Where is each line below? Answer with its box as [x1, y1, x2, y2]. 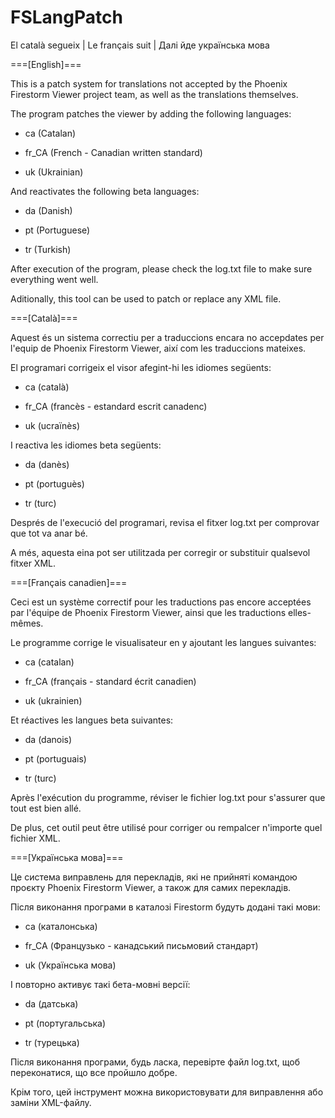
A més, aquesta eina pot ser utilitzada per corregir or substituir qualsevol [10, 546, 311, 558]
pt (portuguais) [24, 752, 87, 765]
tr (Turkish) [24, 243, 72, 255]
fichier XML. [10, 832, 61, 844]
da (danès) [24, 458, 70, 470]
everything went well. [10, 273, 99, 285]
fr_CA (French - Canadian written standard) [24, 146, 203, 158]
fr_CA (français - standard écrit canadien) [24, 675, 197, 687]
